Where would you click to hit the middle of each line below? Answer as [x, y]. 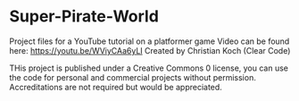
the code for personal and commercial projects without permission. [133, 77]
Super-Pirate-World [84, 17]
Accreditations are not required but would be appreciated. [116, 87]
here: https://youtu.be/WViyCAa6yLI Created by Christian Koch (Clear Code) [150, 50]
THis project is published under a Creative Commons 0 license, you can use [149, 68]
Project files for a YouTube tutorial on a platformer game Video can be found [149, 41]
